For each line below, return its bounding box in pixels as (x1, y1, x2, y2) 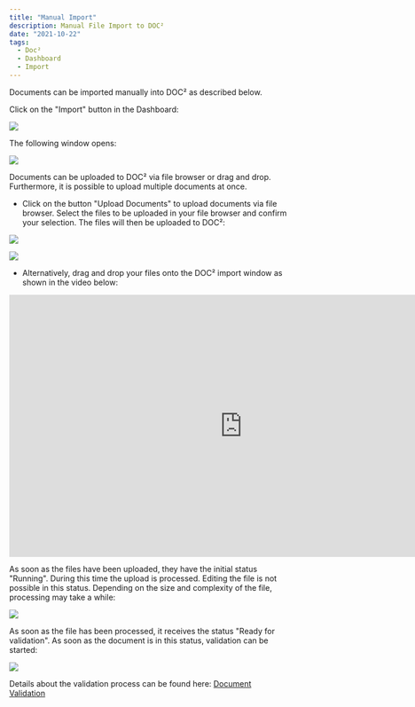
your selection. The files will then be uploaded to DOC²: (21, 216, 226, 227)
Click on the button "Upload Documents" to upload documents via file (21, 198, 278, 208)
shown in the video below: (21, 277, 118, 287)
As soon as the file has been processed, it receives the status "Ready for (9, 626, 275, 637)
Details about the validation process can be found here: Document (9, 679, 252, 689)
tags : (9, 37, 29, 47)
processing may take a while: (9, 592, 116, 603)
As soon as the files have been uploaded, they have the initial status (9, 564, 258, 575)
